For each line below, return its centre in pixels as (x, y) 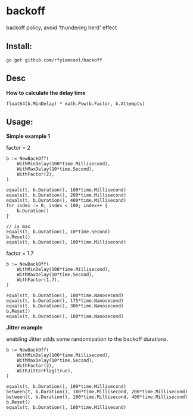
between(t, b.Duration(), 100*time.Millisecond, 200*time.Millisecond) (97, 392)
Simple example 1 (28, 136)
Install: (19, 46)
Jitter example (24, 328)
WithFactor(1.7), (38, 280)
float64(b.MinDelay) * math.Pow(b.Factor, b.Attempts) (76, 104)
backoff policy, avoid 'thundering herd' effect (62, 27)
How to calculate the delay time (46, 93)
